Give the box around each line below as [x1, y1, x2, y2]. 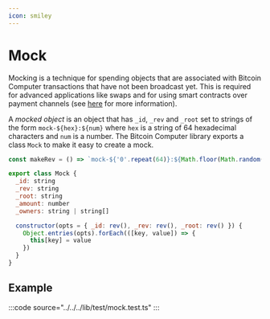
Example [8, 281, 53, 295]
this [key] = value [29, 236, 92, 245]
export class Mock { [8, 170, 78, 178]
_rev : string [15, 185, 59, 193]
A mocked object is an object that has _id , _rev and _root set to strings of [8, 114, 253, 124]
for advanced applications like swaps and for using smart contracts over [8, 90, 247, 100]
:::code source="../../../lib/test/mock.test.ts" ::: [8, 302, 160, 312]
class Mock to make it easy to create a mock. [8, 140, 154, 149]
